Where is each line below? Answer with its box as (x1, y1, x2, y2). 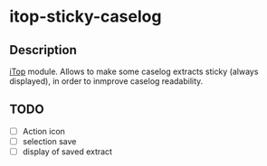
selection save (22, 135, 77, 146)
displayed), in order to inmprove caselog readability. (9, 76, 204, 87)
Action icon (22, 125, 66, 136)
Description (9, 42, 77, 58)
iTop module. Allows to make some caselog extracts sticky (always (9, 66, 259, 77)
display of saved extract (22, 146, 113, 157)
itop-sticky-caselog (9, 6, 162, 27)
